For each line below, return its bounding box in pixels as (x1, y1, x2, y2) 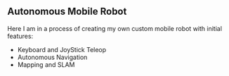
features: (7, 32, 34, 40)
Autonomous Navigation (17, 53, 88, 61)
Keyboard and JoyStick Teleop (17, 45, 107, 53)
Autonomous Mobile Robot (7, 6, 127, 18)
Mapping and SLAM (17, 60, 75, 69)
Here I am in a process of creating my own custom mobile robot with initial (7, 24, 223, 32)
